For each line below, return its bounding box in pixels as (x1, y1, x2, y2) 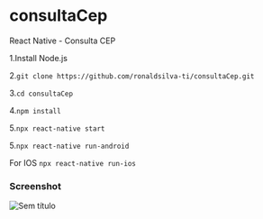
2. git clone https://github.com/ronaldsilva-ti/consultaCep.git (9, 69, 255, 81)
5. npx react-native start (9, 123, 105, 133)
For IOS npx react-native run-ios (9, 157, 137, 168)
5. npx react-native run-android (9, 140, 130, 151)
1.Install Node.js (9, 52, 68, 63)
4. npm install (9, 105, 61, 115)
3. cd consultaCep (9, 87, 74, 98)
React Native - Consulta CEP (9, 35, 116, 46)
